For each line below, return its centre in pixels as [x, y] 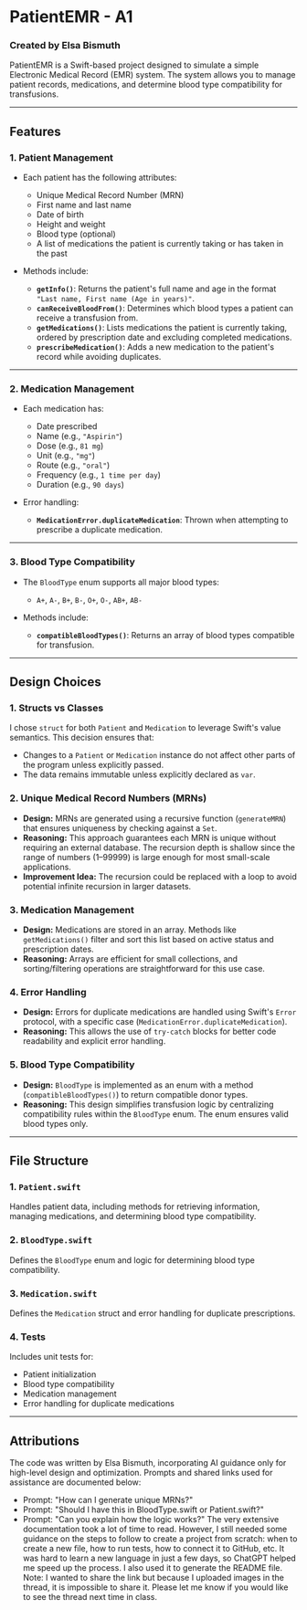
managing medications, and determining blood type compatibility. [133, 1216]
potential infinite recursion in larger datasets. [107, 886]
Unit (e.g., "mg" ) [66, 456]
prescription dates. [58, 949]
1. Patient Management [62, 157]
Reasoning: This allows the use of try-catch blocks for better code [149, 1031]
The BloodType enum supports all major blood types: [121, 582]
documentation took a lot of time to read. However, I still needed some [155, 1529]
